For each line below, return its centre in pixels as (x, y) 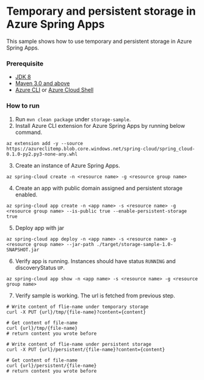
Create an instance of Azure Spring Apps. (67, 165)
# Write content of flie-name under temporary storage (78, 307)
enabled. (26, 195)
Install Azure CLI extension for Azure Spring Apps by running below (100, 125)
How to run (23, 106)
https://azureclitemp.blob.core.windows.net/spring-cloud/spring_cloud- (101, 149)
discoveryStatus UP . (40, 267)
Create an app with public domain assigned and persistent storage (99, 188)
